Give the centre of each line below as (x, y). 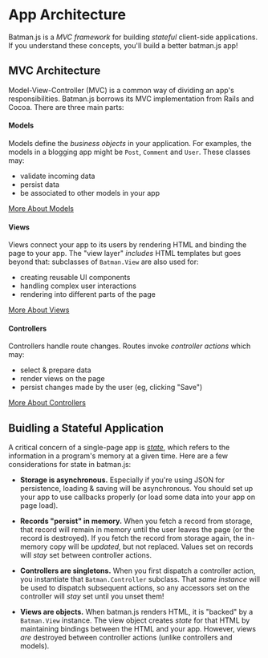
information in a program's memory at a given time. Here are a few (118, 456)
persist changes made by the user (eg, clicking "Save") (111, 388)
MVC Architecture (55, 71)
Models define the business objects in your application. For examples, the (130, 143)
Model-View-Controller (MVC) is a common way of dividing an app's (121, 90)
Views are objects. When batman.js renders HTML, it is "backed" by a (136, 612)
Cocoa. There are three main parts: (66, 107)
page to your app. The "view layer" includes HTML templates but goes (125, 254)
